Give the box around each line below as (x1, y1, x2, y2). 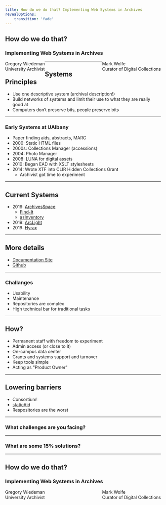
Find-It (19, 209, 34, 215)
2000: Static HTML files (12, 140, 61, 146)
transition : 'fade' (14, 16, 54, 21)
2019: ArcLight (12, 219, 42, 225)
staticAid (12, 401, 31, 408)
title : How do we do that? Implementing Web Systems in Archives (5, 7, 142, 12)
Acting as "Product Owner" (12, 364, 68, 370)
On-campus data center (12, 348, 61, 354)
